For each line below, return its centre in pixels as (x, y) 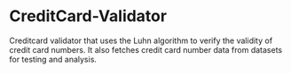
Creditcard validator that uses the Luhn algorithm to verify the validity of (141, 40)
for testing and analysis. (53, 59)
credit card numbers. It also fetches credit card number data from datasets (146, 49)
